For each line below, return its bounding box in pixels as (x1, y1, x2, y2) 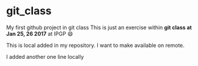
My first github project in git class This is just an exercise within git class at (6, 24, 192, 31)
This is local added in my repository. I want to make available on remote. (6, 42, 185, 49)
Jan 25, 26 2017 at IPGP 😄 (6, 30, 73, 37)
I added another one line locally (6, 53, 84, 60)
